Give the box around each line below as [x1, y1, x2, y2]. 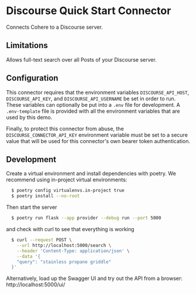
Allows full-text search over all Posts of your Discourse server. [6, 56, 157, 63]
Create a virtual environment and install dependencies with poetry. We [6, 170, 176, 177]
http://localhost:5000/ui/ [6, 281, 66, 288]
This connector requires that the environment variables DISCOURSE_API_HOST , [6, 89, 190, 96]
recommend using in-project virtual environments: [6, 176, 127, 183]
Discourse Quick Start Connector [6, 4, 171, 18]
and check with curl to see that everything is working [6, 226, 135, 232]
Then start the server [6, 204, 58, 211]
